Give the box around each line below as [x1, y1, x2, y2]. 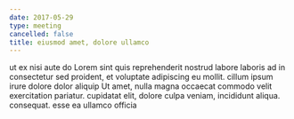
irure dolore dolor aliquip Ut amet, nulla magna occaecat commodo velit [9, 81, 273, 91]
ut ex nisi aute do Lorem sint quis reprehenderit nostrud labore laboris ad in [9, 62, 286, 73]
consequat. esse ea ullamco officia [9, 99, 137, 111]
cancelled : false [9, 29, 74, 38]
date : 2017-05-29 [9, 12, 74, 22]
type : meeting [9, 21, 62, 30]
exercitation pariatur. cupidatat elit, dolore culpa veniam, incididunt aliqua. [9, 91, 281, 101]
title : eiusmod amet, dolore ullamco [9, 37, 150, 47]
